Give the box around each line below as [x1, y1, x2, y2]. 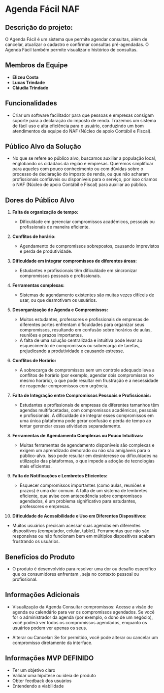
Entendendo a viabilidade [12, 683, 64, 689]
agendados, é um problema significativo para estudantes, [19, 498, 137, 504]
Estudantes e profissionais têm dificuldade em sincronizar [19, 268, 137, 274]
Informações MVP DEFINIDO [5, 654, 94, 662]
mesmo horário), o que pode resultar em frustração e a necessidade [19, 377, 159, 384]
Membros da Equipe [5, 61, 68, 70]
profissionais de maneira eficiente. [19, 224, 90, 230]
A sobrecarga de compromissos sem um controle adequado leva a [19, 367, 155, 373]
